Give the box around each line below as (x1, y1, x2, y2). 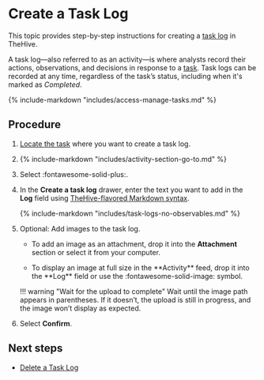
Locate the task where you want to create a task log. (19, 139, 191, 149)
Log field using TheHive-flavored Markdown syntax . (19, 193, 190, 202)
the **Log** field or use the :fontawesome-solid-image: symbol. (31, 271, 243, 280)
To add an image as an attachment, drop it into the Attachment (31, 239, 237, 249)
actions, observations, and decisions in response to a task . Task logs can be (8, 62, 257, 72)
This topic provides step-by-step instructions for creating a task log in (8, 31, 236, 40)
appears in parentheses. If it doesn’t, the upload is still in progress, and (19, 295, 251, 304)
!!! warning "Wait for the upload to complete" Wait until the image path (19, 286, 248, 296)
